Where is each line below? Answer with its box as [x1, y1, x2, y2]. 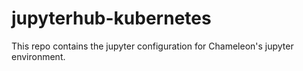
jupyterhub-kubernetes [11, 7, 212, 30]
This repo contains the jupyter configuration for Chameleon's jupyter [11, 40, 294, 52]
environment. [11, 50, 66, 62]
